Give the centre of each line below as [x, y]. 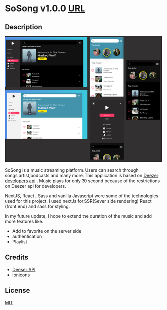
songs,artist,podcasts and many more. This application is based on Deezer [82, 176]
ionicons [21, 275]
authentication [27, 236]
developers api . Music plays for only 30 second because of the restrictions [83, 181]
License [18, 290]
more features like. [24, 221]
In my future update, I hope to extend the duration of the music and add [79, 216]
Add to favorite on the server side [47, 231]
